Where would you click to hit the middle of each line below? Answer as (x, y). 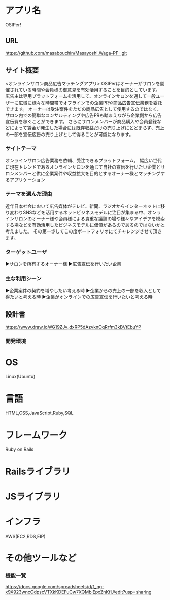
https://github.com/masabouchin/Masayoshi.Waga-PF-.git (66, 53)
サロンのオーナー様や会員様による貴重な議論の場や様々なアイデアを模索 (89, 219)
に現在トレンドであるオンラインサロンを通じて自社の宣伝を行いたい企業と (83, 167)
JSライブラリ (33, 497)
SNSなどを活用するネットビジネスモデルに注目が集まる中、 (85, 212)
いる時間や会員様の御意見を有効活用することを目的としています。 (91, 90)
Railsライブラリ (38, 471)
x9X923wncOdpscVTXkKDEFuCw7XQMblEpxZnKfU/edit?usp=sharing (78, 592)
